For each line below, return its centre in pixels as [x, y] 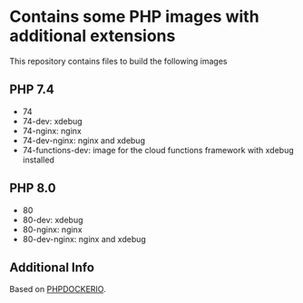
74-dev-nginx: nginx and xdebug [83, 140]
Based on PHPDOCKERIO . [58, 289]
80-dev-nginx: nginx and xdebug [84, 239]
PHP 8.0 [33, 188]
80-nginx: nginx [53, 230]
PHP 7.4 [32, 89]
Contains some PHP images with [135, 17]
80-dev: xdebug [53, 220]
